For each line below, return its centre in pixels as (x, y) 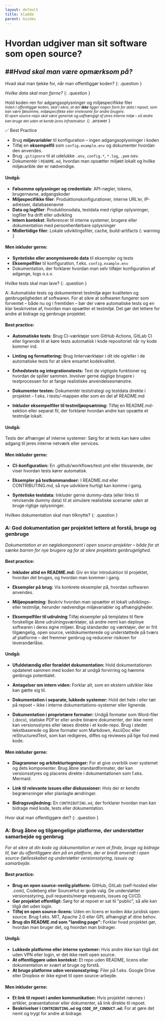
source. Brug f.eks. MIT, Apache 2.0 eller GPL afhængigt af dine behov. (84, 917)
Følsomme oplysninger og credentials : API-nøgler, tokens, (72, 189)
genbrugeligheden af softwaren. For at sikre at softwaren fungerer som (77, 298)
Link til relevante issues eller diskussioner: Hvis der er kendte (76, 788)
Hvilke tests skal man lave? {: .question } (46, 283)
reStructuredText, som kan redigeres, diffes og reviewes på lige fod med (85, 736)
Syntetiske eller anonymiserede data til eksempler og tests (73, 258)
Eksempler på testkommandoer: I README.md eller (65, 480)
